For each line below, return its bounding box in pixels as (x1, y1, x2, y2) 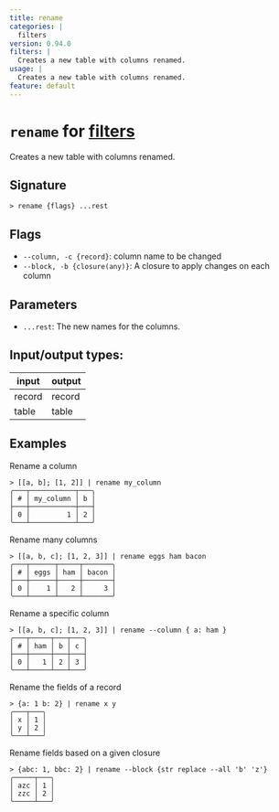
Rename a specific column (9, 607, 110, 618)
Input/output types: (9, 347, 124, 363)
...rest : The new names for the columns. (22, 321, 181, 332)
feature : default (9, 81, 76, 91)
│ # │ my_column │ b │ (9, 494, 96, 503)
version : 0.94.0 (9, 38, 71, 48)
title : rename (9, 13, 64, 23)
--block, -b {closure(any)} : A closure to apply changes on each (22, 261, 270, 272)
